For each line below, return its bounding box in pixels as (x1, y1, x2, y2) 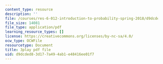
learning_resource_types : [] (5, 29, 64, 34)
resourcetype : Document (5, 43, 53, 48)
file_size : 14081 (5, 20, 40, 26)
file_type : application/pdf (5, 25, 62, 30)
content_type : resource (5, 7, 53, 12)
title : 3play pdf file (5, 47, 51, 52)
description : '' (5, 12, 38, 16)
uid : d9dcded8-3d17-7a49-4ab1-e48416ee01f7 (5, 51, 95, 57)
